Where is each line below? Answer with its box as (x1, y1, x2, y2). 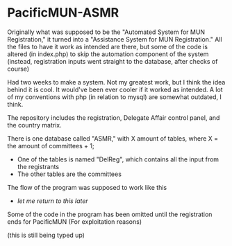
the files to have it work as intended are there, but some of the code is (7, 42, 208, 51)
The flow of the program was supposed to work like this (7, 183, 167, 191)
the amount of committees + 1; (7, 141, 95, 150)
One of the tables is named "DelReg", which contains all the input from (17, 155, 219, 164)
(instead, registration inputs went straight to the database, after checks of (7, 57, 218, 65)
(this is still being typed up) (7, 231, 85, 239)
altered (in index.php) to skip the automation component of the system (7, 50, 209, 58)
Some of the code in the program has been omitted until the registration (7, 210, 213, 218)
